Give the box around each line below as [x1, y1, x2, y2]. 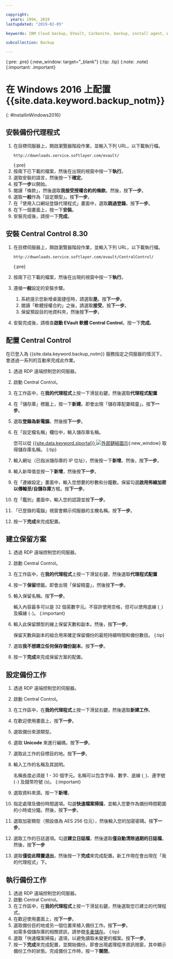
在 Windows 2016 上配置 [6, 84, 111, 96]
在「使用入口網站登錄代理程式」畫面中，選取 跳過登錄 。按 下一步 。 [13, 200, 153, 206]
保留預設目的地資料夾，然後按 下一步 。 [21, 309, 102, 315]
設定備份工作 [6, 670, 47, 679]
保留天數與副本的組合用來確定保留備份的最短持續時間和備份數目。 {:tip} [13, 632, 165, 638]
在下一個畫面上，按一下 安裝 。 [13, 206, 76, 213]
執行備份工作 [6, 875, 47, 884]
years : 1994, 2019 [10, 16, 50, 22]
